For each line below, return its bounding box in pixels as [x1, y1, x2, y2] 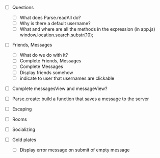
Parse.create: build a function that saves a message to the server [12, 96, 149, 102]
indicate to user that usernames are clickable [19, 75, 115, 81]
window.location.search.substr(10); [19, 32, 94, 38]
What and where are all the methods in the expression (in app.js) [19, 26, 156, 32]
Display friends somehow [19, 69, 73, 76]
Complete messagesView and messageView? [12, 85, 108, 92]
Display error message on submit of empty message [19, 147, 130, 153]
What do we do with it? [19, 52, 68, 58]
